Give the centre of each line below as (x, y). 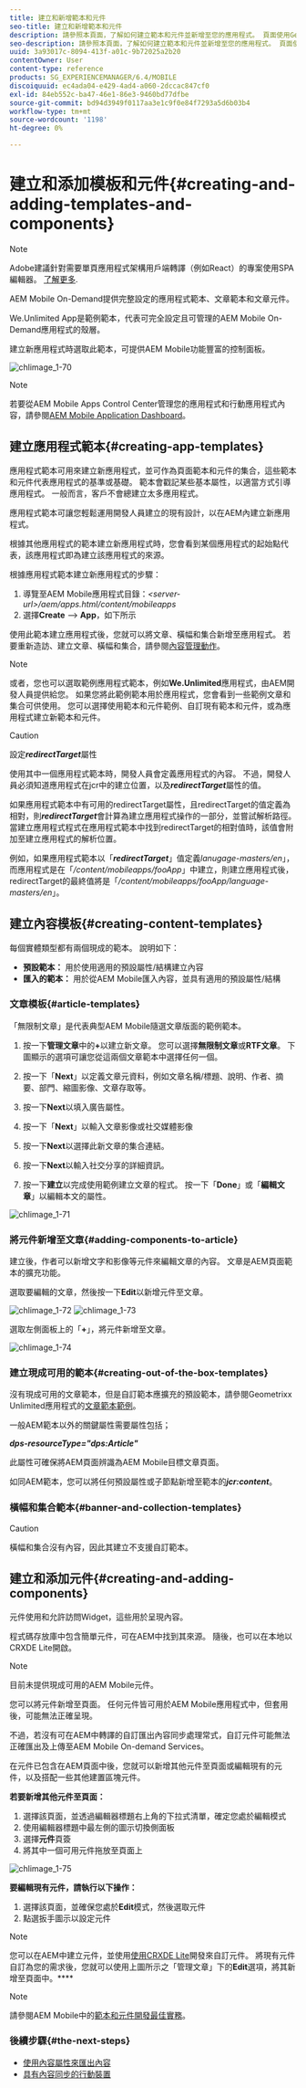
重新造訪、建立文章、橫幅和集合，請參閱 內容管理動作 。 (121, 646)
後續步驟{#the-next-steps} (70, 2041)
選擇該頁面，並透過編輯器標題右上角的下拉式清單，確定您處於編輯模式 (154, 1816)
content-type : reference (56, 69)
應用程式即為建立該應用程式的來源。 (101, 554)
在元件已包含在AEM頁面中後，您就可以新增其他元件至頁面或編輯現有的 (142, 1766)
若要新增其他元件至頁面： (57, 1797)
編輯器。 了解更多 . (44, 279)
